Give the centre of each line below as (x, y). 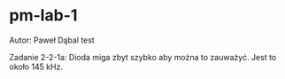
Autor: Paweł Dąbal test (52, 40)
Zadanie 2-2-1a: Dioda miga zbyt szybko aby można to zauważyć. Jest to (143, 57)
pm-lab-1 (43, 16)
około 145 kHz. (36, 67)
